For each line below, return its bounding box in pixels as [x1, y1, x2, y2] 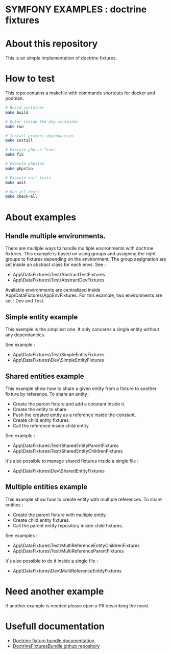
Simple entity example [5, 313, 78, 321]
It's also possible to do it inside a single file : [5, 558, 98, 564]
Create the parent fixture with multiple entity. [12, 512, 107, 518]
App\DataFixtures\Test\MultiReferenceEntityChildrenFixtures [12, 542, 140, 548]
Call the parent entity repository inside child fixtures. [12, 522, 124, 528]
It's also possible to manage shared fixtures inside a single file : [5, 458, 139, 464]
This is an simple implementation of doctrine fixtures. [5, 55, 117, 61]
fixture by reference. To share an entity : [5, 391, 90, 397]
